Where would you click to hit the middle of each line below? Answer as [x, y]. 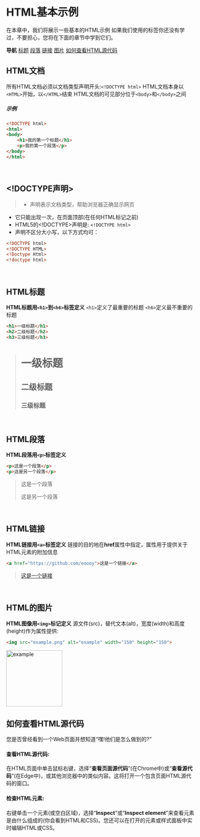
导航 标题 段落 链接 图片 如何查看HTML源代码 [62, 50]
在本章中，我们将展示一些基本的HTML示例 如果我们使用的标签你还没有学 [96, 30]
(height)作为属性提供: [32, 631]
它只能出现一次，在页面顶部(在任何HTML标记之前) [77, 217]
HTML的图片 [30, 608]
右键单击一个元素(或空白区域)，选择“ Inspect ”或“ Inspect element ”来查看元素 [100, 812]
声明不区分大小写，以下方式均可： [57, 232]
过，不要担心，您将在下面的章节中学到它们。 [61, 37]
